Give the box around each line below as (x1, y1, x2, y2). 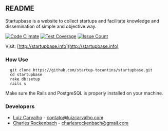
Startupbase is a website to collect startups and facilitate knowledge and (5, 17, 159, 24)
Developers (5, 103, 35, 110)
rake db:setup (10, 77, 40, 82)
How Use (5, 56, 28, 63)
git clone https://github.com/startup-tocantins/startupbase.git (10, 68, 153, 73)
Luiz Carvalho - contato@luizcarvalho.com (12, 115, 104, 121)
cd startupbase (10, 72, 43, 78)
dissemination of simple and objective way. (5, 23, 97, 29)
